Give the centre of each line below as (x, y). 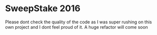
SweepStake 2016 (43, 9)
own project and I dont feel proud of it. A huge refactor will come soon (77, 27)
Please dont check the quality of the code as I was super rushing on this (78, 22)
